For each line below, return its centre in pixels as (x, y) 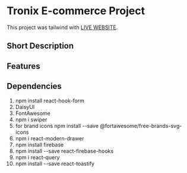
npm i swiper (31, 119)
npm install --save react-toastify (55, 164)
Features (23, 66)
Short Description (40, 46)
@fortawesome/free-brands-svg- (141, 126)
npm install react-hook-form (50, 100)
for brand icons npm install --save (57, 126)
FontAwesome (33, 113)
